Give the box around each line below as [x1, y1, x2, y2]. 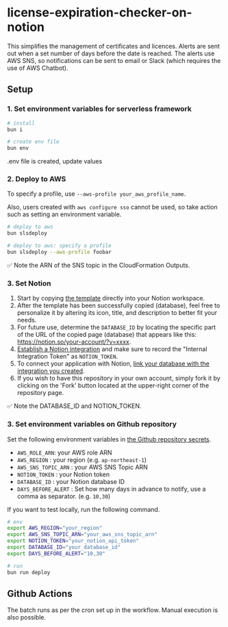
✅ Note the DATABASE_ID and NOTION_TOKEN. [7, 402, 142, 410]
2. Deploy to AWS [7, 175, 66, 184]
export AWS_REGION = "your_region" [7, 525, 103, 532]
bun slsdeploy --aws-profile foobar [7, 248, 112, 256]
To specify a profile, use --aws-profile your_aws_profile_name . [7, 190, 186, 198]
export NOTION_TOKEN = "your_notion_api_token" [7, 537, 139, 545]
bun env [7, 145, 29, 152]
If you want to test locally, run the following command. [7, 505, 160, 513]
